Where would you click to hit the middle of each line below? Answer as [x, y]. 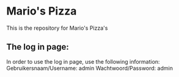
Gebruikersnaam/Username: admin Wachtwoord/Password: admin [89, 68]
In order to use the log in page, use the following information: [83, 61]
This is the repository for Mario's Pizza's [57, 28]
